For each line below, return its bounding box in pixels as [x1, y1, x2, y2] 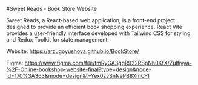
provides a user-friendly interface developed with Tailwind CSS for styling [6, 30, 191, 37]
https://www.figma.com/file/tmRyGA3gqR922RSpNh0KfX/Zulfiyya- [24, 60, 192, 66]
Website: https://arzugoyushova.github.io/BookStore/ [6, 48, 139, 55]
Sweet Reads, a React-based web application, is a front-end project [6, 17, 176, 24]
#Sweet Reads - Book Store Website [6, 5, 97, 12]
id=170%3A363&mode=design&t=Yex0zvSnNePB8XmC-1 [6, 72, 150, 79]
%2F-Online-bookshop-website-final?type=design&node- [6, 66, 151, 73]
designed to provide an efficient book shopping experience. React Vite [6, 24, 183, 30]
